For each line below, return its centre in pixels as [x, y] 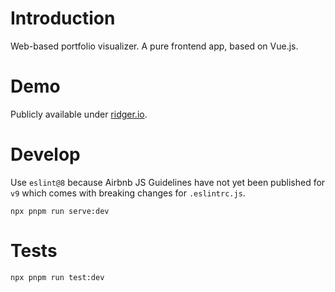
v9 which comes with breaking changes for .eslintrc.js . [128, 193]
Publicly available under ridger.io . [79, 114]
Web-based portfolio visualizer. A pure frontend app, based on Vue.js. [154, 46]
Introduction [63, 18]
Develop [45, 154]
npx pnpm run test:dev [57, 277]
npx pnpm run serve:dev [60, 211]
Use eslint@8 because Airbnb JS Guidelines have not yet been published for [168, 182]
